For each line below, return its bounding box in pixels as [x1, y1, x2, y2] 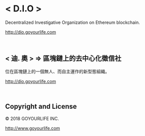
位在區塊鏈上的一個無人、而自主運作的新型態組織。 [5, 68, 110, 74]
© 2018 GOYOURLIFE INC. [5, 115, 60, 122]
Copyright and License [5, 102, 77, 111]
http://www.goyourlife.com [5, 125, 61, 131]
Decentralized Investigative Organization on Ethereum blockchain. [5, 19, 140, 25]
